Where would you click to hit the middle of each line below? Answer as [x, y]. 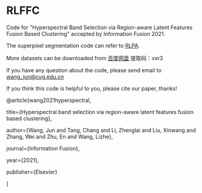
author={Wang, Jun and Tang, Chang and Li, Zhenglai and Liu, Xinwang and [101, 130]
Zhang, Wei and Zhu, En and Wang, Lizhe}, [60, 137]
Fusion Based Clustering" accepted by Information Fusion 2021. [86, 33]
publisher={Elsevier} [32, 172]
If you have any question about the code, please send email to [84, 70]
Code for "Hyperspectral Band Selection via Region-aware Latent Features [99, 27]
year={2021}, [23, 160]
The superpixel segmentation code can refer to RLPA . [73, 46]
